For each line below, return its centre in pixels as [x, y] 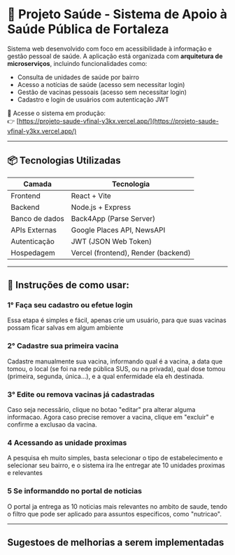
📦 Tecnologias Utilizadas [64, 161]
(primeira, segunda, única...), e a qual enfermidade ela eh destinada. [106, 376]
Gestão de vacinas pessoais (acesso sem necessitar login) [102, 92]
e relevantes [25, 473]
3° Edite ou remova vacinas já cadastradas [81, 394]
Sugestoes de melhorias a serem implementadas [116, 543]
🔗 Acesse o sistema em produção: [57, 113]
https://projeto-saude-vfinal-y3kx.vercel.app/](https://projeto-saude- [119, 121]
